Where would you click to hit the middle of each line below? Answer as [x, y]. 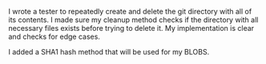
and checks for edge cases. [54, 36]
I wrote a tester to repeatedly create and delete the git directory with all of [130, 11]
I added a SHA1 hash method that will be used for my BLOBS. [109, 52]
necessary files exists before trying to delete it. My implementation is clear [131, 28]
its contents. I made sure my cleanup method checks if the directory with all [133, 20]
